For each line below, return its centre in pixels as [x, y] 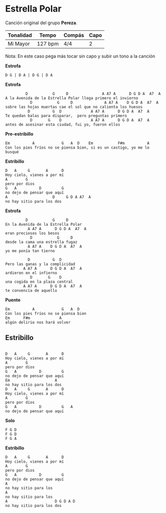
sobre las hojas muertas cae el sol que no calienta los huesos [74, 107]
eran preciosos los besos [32, 233]
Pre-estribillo [19, 134]
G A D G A [39, 407]
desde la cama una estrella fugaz [41, 242]
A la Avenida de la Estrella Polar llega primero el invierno [72, 98]
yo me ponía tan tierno [30, 251]
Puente [13, 300]
